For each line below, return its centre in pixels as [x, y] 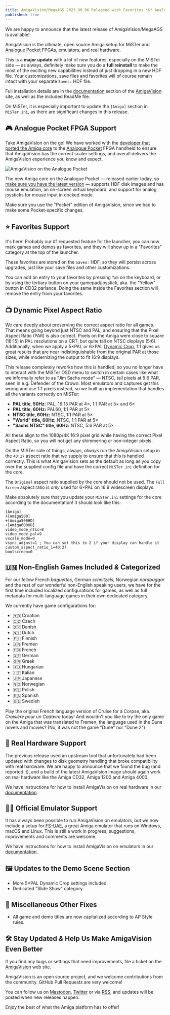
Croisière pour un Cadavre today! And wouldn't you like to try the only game [85, 717]
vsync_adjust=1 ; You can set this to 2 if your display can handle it [82, 543]
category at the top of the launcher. [42, 252]
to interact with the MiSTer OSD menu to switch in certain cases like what [82, 372]
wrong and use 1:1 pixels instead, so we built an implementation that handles [85, 388]
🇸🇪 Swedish [26, 701]
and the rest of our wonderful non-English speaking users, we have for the [83, 585]
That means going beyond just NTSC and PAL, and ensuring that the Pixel [82, 330]
